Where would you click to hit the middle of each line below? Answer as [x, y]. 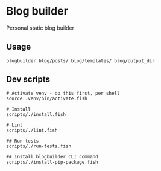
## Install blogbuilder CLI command [52, 156]
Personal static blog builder [40, 28]
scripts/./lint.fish [32, 130]
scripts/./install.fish [36, 114]
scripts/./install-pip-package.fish [52, 162]
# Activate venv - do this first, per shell [63, 93]
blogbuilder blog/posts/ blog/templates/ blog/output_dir [80, 61]
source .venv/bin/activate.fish [47, 98]
